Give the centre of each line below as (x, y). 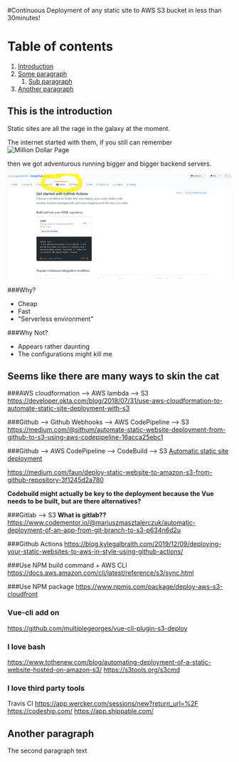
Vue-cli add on (33, 613)
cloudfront (23, 594)
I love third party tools (46, 688)
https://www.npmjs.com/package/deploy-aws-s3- (149, 587)
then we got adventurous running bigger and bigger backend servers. (110, 164)
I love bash (27, 647)
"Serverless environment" (55, 319)
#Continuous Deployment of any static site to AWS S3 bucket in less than (115, 10)
